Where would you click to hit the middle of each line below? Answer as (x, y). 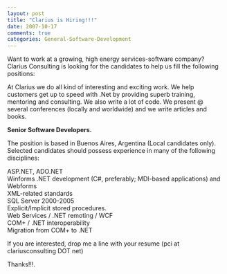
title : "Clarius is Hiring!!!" (52, 20)
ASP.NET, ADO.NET (35, 172)
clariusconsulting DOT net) (45, 251)
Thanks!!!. (21, 264)
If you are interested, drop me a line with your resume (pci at (93, 244)
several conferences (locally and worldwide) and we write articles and (107, 109)
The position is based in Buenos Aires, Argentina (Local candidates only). (112, 143)
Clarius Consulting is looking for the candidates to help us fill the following (113, 66)
